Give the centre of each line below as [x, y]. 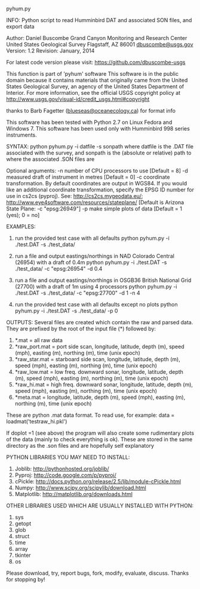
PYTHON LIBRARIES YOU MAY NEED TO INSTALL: [68, 457]
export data [20, 27]
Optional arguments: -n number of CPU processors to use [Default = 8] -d [97, 170]
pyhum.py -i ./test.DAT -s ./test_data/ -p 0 [66, 311]
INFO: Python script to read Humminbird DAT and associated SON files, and [99, 20]
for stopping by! [26, 579]
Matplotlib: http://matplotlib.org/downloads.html [74, 494]
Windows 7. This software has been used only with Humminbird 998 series [98, 128]
